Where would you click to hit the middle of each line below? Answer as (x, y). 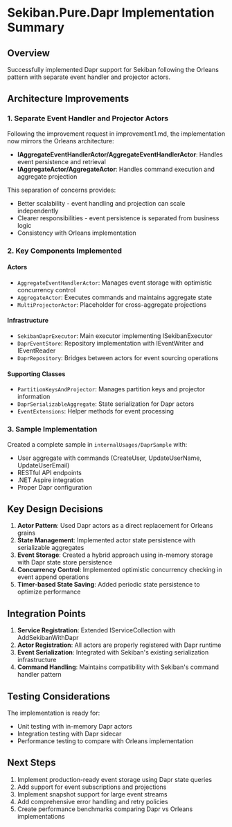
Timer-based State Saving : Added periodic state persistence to (108, 585)
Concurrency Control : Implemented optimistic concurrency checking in (120, 570)
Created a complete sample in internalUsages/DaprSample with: (97, 444)
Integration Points (47, 613)
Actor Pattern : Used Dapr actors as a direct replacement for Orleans (115, 526)
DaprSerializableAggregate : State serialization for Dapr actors (106, 404)
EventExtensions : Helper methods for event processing (96, 411)
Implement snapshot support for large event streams (92, 794)
